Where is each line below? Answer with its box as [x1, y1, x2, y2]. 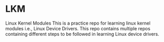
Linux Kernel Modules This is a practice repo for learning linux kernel [5, 20, 151, 26]
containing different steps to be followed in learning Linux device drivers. [5, 31, 160, 37]
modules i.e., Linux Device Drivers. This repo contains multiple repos [5, 25, 151, 31]
